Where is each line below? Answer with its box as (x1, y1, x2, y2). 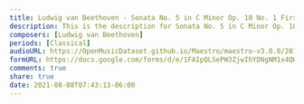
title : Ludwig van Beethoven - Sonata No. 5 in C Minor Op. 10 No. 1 (9, 13, 278, 23)
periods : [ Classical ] (9, 38, 91, 48)
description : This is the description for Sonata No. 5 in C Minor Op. (9, 22, 285, 31)
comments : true (9, 64, 67, 73)
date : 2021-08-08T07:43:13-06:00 (9, 80, 136, 90)
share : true (9, 72, 54, 81)
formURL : (9, 55, 43, 64)
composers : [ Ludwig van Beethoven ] (9, 30, 144, 39)
